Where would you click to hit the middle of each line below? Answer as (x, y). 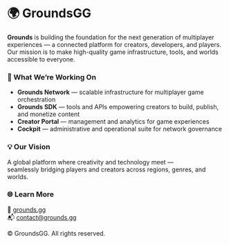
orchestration (36, 100)
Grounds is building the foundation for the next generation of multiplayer (111, 37)
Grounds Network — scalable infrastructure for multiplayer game (110, 92)
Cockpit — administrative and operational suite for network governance (120, 129)
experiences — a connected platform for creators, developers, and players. (114, 44)
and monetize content (48, 114)
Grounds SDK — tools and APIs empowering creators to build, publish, (118, 107)
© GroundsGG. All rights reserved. (56, 233)
